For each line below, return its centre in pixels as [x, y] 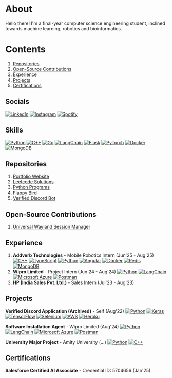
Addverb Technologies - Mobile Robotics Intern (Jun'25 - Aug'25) [83, 255]
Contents [26, 50]
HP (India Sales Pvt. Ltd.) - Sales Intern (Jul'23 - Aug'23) [73, 282]
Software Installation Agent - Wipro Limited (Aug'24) [62, 326]
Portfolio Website [31, 176]
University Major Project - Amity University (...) [56, 342]
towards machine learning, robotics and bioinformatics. [64, 28]
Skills [14, 130]
